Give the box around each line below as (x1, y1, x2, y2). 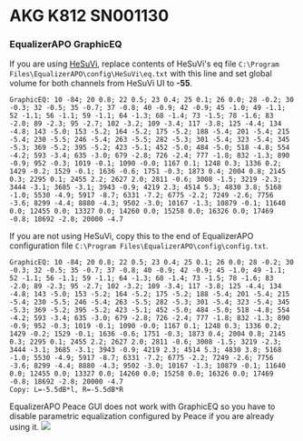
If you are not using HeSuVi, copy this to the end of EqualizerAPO (9, 231, 254, 242)
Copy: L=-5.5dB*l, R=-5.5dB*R (9, 386, 124, 395)
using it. (9, 422, 39, 433)
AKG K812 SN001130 (9, 5, 170, 26)
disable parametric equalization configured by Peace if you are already (9, 411, 275, 422)
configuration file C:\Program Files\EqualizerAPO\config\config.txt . (9, 240, 269, 251)
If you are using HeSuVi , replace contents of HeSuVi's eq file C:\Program (9, 58, 279, 69)
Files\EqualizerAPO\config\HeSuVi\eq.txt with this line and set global (9, 68, 272, 79)
